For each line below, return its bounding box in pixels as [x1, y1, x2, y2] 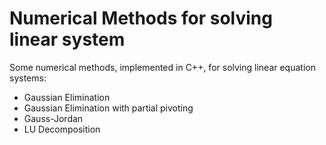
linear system [9, 28, 126, 51]
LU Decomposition [23, 123, 101, 135]
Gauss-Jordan [23, 112, 84, 124]
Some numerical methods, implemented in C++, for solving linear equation [9, 61, 316, 73]
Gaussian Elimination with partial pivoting [23, 102, 194, 114]
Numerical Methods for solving [9, 7, 273, 30]
